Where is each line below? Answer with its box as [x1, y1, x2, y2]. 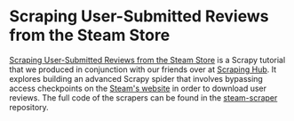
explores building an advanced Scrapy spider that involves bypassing [9, 73, 264, 84]
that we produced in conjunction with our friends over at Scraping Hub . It [9, 64, 277, 75]
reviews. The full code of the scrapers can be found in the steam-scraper [9, 92, 278, 103]
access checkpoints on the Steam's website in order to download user [9, 83, 267, 93]
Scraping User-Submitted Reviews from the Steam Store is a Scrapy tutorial [9, 54, 286, 65]
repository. [9, 101, 49, 112]
